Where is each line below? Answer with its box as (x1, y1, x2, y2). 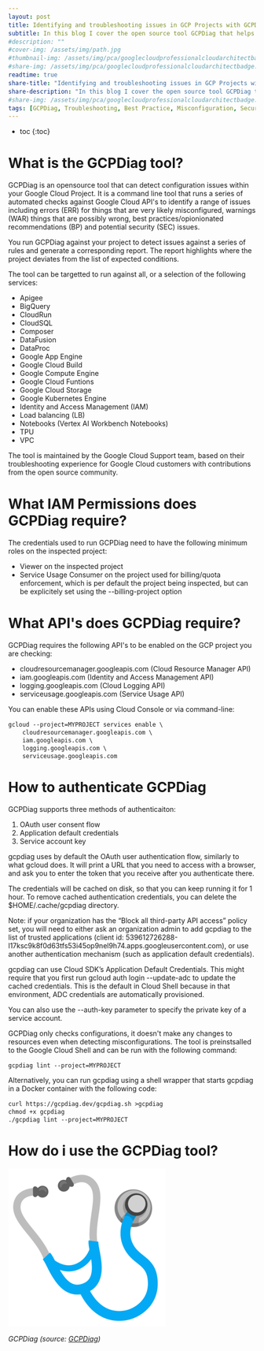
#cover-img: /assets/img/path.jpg (8, 46, 122, 54)
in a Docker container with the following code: (8, 1084, 157, 1093)
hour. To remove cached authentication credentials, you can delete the (8, 892, 237, 902)
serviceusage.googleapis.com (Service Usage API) (19, 690, 185, 699)
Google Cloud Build (19, 360, 82, 370)
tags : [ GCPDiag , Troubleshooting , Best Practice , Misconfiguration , (8, 104, 237, 112)
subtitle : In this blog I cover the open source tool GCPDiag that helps (8, 29, 255, 37)
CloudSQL (19, 318, 53, 328)
